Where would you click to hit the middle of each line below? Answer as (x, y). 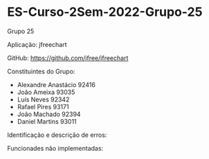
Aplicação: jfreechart (37, 44)
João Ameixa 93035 (46, 92)
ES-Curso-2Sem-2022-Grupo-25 (105, 12)
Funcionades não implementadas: (55, 148)
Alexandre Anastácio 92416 (56, 84)
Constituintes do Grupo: (41, 71)
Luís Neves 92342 (43, 99)
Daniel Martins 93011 (47, 121)
